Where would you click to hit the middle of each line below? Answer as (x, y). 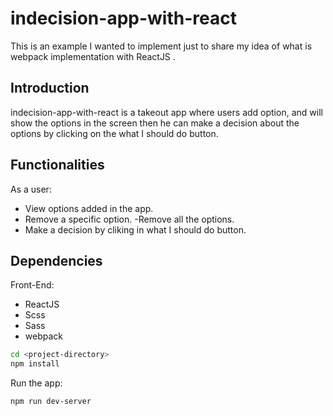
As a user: (31, 189)
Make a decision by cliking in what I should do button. (135, 229)
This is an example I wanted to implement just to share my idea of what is (161, 46)
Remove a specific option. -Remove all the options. (129, 219)
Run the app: (36, 383)
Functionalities (57, 165)
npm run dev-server (51, 402)
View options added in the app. (89, 208)
